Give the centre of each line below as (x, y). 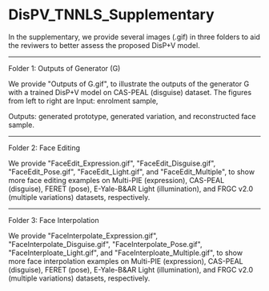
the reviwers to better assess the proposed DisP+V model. (104, 45)
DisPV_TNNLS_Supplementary (111, 15)
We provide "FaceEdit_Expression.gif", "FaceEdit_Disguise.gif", (112, 163)
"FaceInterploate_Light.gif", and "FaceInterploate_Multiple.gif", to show (125, 253)
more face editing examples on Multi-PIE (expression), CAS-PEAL (116, 180)
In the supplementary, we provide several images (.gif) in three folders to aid (134, 37)
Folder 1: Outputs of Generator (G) (64, 68)
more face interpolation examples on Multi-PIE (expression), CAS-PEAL (126, 261)
